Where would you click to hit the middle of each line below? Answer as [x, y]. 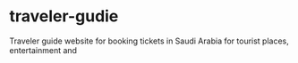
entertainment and [43, 50]
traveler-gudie [64, 16]
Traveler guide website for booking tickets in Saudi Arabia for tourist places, [149, 41]
